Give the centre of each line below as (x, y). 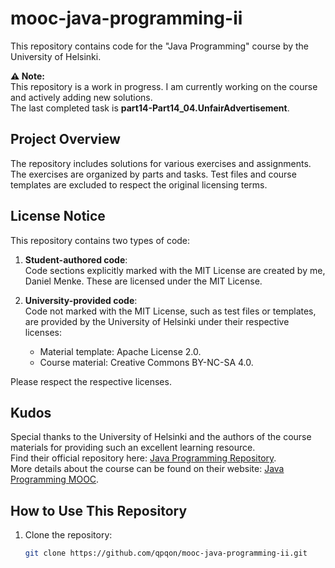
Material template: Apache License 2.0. (120, 351)
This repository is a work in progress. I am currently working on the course (164, 86)
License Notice (58, 216)
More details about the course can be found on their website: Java (147, 469)
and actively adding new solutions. (81, 97)
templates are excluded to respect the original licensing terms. (139, 184)
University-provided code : (81, 300)
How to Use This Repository (99, 510)
